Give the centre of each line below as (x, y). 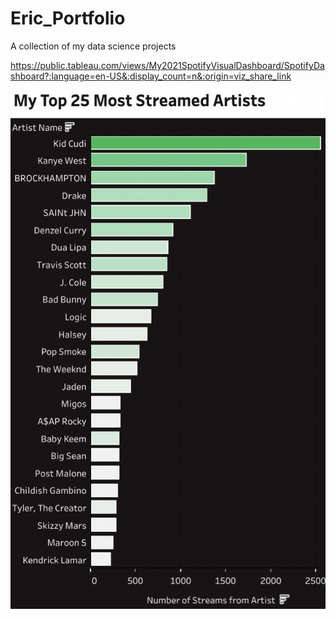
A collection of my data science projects (93, 46)
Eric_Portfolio (68, 18)
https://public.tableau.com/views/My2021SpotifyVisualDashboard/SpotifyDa (167, 65)
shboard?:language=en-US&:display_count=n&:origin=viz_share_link (151, 76)
